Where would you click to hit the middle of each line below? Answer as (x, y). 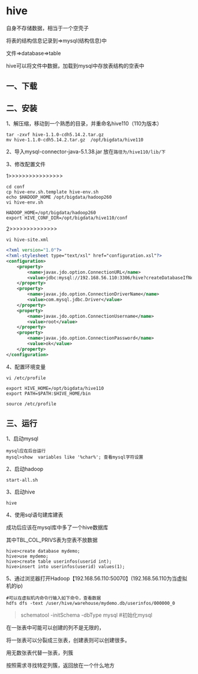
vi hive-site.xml (27, 240)
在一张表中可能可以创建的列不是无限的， (55, 628)
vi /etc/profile (26, 378)
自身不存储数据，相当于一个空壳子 (47, 28)
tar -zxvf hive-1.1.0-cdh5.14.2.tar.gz (55, 135)
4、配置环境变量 (26, 367)
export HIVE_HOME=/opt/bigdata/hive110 (55, 388)
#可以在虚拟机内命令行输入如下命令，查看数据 (54, 598)
